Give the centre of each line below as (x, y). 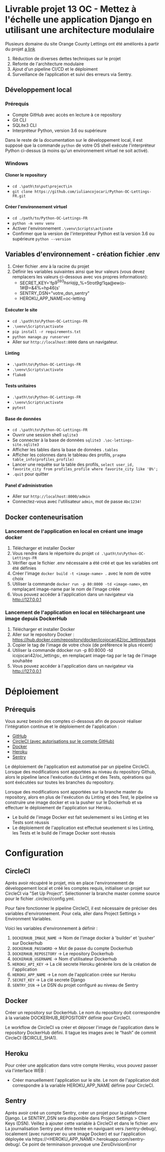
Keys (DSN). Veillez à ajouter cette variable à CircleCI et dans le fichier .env (82, 1123)
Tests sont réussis (31, 823)
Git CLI (19, 120)
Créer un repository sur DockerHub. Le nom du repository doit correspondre (83, 1013)
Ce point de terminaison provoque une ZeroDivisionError (79, 1144)
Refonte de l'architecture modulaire (48, 64)
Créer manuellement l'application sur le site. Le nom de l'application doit (85, 1080)
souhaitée (22, 661)
